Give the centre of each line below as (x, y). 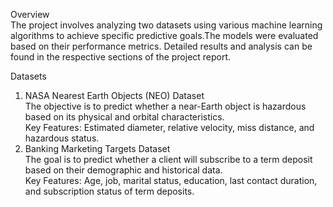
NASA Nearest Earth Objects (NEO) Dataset (114, 95)
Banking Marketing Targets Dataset (97, 148)
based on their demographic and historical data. (123, 170)
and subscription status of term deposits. (109, 191)
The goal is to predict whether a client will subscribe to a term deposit (168, 159)
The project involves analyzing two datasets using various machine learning (166, 25)
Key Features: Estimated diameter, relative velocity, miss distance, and (169, 127)
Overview (30, 14)
